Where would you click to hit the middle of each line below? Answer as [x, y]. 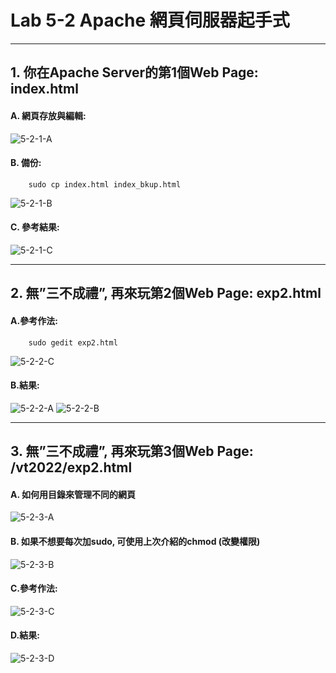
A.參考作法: [34, 320]
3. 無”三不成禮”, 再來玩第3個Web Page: [132, 451]
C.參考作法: [34, 588]
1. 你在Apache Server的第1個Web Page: [134, 72]
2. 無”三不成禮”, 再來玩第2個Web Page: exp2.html [166, 293]
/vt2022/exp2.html [71, 467]
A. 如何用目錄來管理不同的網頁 [73, 494]
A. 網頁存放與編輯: [48, 115]
